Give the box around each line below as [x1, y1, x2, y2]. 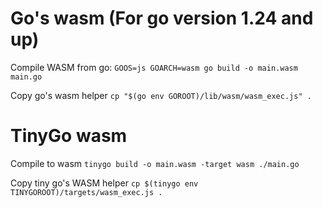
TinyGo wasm [10, 125, 128, 147]
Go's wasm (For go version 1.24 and [10, 7, 314, 30]
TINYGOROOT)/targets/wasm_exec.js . [10, 187, 163, 197]
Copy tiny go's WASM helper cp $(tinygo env [10, 177, 199, 189]
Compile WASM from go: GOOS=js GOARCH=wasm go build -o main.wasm [10, 61, 298, 73]
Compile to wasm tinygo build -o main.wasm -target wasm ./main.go [10, 157, 300, 169]
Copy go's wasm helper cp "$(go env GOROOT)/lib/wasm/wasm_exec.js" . [10, 89, 312, 101]
